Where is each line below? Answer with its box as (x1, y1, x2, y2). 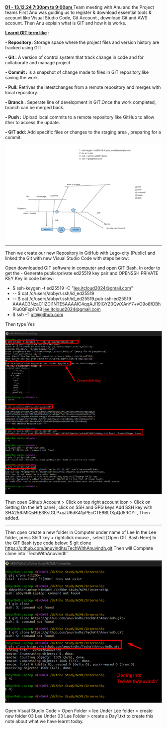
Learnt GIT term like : (5, 30, 50, 35)
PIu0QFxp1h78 (12, 306, 42, 312)
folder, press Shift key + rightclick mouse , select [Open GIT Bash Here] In (5, 534, 157, 540)
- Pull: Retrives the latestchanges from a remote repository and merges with (5, 84, 161, 90)
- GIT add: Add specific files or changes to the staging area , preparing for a (5, 129, 162, 135)
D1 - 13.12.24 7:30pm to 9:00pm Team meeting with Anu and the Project (5, 4, 154, 10)
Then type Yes (5, 321, 35, 327)
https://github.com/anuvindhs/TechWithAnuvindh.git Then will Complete (5, 545, 153, 551)
